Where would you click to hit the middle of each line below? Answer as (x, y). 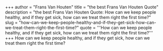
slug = (12, 22)
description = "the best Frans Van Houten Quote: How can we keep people (81, 12)
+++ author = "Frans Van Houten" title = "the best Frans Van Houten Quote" (82, 7)
